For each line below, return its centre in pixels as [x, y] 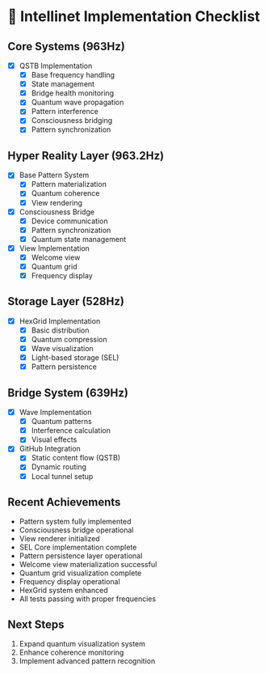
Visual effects [54, 439]
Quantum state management [79, 239]
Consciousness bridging [72, 121]
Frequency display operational [69, 582]
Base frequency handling [73, 75]
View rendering [57, 202]
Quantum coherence [65, 193]
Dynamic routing [59, 467]
